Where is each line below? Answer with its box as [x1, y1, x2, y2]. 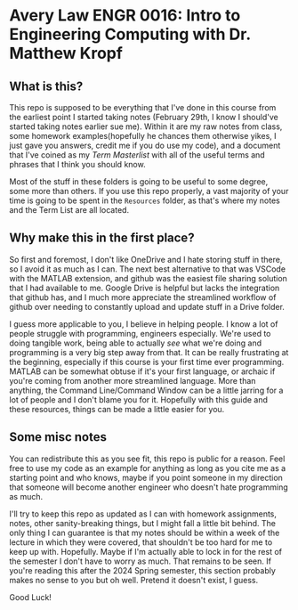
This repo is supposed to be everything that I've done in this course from [9, 102, 277, 112]
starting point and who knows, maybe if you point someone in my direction [9, 472, 283, 483]
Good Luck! [9, 591, 52, 602]
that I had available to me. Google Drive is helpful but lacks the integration [9, 282, 280, 293]
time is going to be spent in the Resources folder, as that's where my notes [9, 195, 280, 206]
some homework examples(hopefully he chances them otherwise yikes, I [9, 131, 278, 141]
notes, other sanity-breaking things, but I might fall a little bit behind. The [9, 517, 276, 528]
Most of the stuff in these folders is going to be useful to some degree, [9, 176, 269, 187]
